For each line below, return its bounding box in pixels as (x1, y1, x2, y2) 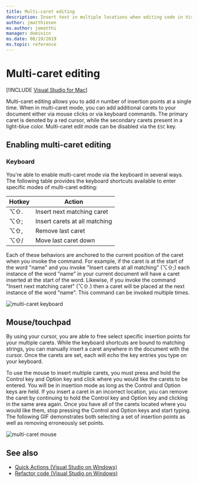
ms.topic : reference (6, 42, 57, 48)
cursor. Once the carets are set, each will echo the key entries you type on (6, 352, 187, 359)
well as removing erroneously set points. (6, 420, 105, 427)
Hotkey (9, 197, 30, 206)
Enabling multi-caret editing (6, 140, 111, 150)
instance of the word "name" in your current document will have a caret (6, 270, 180, 277)
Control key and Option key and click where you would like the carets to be (6, 375, 188, 383)
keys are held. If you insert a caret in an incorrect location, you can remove (6, 388, 188, 395)
